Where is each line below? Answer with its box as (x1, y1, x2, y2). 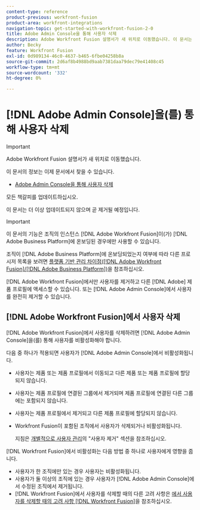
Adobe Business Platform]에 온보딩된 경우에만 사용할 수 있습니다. (6, 238, 161, 245)
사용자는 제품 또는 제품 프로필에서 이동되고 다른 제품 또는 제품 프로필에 (14, 369, 179, 376)
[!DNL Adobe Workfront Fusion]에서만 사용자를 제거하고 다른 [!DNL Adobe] (6, 278, 186, 285)
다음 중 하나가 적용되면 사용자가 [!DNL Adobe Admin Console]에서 (6, 349, 164, 356)
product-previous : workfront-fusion (6, 14, 97, 20)
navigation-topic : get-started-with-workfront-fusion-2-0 (6, 25, 153, 32)
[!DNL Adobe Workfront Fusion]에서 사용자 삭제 (6, 312, 180, 322)
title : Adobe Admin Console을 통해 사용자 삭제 (6, 31, 117, 37)
